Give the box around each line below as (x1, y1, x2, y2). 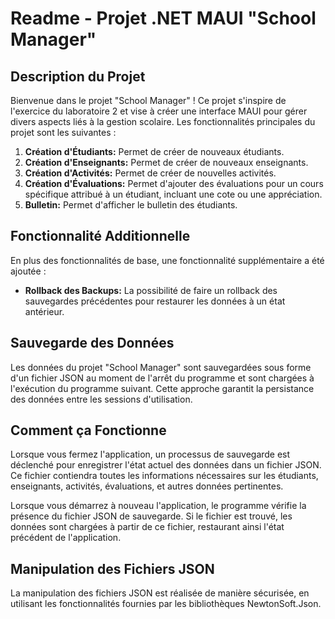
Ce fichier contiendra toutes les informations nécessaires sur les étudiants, (10, 470, 319, 482)
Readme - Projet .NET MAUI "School (10, 7, 317, 30)
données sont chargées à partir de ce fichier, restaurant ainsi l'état (10, 521, 285, 533)
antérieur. (24, 305, 65, 317)
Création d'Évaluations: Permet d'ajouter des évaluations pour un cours (24, 178, 324, 189)
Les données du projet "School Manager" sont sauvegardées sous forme (10, 361, 312, 373)
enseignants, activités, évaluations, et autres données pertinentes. (10, 480, 284, 492)
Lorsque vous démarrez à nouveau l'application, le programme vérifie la (10, 500, 307, 512)
